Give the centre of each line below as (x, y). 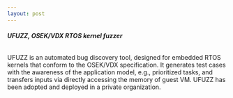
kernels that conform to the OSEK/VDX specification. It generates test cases (116, 65)
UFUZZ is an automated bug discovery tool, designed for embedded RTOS (114, 57)
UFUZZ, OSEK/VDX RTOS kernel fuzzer (65, 36)
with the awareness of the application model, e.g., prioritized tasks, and (110, 72)
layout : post (26, 14)
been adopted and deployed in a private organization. (84, 87)
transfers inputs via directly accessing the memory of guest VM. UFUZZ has (116, 79)
